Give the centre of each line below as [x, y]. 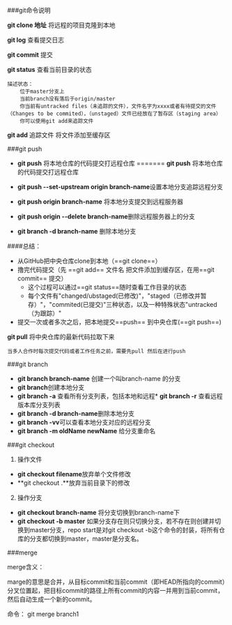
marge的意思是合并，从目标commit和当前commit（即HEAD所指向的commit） [116, 582]
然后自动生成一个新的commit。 [52, 599]
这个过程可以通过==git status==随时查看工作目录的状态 [107, 287]
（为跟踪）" [45, 313]
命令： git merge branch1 [43, 614]
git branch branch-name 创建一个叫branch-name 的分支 [99, 378]
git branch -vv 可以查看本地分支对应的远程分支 [84, 422]
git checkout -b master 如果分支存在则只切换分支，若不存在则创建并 [116, 521]
